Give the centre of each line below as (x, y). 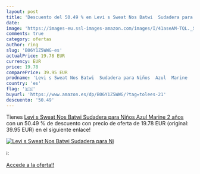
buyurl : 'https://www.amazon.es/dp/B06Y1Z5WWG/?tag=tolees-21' (86, 94)
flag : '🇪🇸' (21, 89)
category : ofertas (29, 39)
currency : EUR (24, 61)
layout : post (22, 12)
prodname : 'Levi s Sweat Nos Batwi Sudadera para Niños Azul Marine (97, 78)
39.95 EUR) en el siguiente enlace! (49, 129)
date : (13, 23)
